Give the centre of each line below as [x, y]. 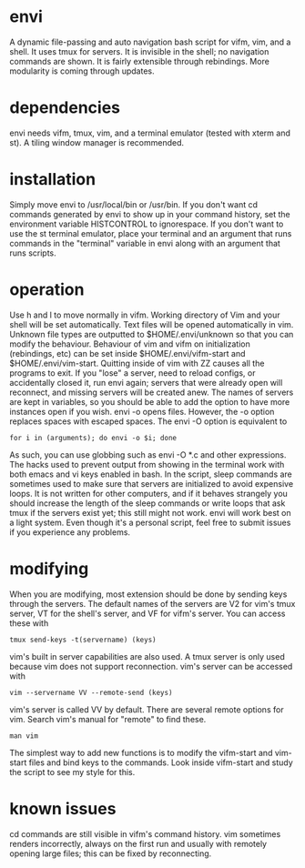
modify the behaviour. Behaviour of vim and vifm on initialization [130, 344]
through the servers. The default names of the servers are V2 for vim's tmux [152, 603]
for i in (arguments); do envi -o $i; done [93, 438]
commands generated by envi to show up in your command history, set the [150, 214]
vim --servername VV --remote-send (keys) [91, 692]
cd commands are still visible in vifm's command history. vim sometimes [145, 833]
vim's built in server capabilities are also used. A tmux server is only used [147, 656]
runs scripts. [33, 253]
